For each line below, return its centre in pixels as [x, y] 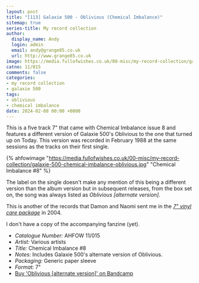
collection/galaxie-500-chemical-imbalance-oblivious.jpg [76, 164]
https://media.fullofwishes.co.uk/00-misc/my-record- [114, 158]
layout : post [22, 12]
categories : [21, 78]
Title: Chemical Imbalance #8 [50, 248]
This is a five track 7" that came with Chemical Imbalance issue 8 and [91, 128]
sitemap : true [24, 23]
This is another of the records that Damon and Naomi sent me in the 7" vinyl [99, 206]
